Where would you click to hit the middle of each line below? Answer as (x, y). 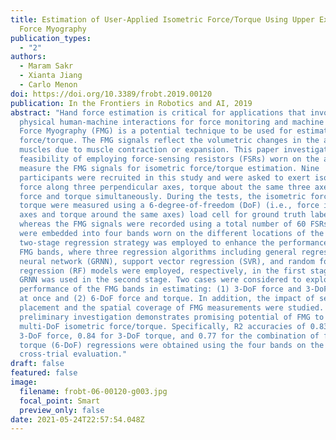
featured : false (44, 373)
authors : (28, 57)
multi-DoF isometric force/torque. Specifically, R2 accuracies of (163, 326)
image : (24, 382)
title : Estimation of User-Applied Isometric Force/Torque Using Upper (162, 19)
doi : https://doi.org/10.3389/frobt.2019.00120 (111, 94)
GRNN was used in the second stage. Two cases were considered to (160, 280)
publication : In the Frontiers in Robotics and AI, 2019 (131, 103)
